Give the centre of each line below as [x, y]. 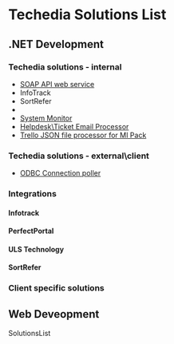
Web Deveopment [54, 314]
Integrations [33, 194]
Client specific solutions [57, 288]
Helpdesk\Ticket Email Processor [74, 126]
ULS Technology [36, 249]
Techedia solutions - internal [65, 67]
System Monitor [46, 118]
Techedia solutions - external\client [79, 156]
